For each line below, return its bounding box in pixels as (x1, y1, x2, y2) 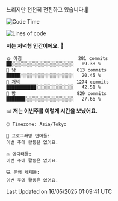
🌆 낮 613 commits (6, 67, 107, 73)
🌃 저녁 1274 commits (6, 79, 110, 85)
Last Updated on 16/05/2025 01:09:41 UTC (6, 188, 113, 195)
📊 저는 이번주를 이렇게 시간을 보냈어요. (6, 107, 98, 114)
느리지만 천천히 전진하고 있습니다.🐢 (6, 6, 89, 13)
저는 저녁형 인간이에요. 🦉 (6, 42, 64, 49)
